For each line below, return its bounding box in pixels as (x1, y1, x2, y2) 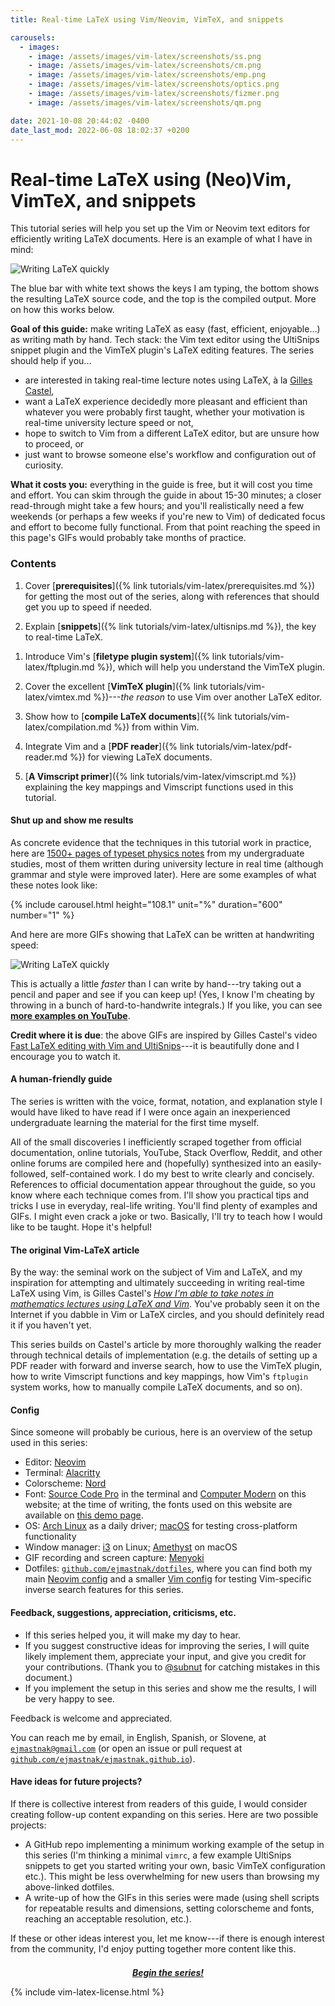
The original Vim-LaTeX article (10, 1244, 140, 1256)
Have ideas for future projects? (10, 1776, 143, 1788)
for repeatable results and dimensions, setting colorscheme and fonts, (24, 1902, 315, 1914)
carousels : (10, 32, 56, 43)
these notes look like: (10, 879, 98, 891)
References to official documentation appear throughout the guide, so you (10, 1179, 316, 1191)
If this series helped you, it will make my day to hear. (24, 1629, 242, 1641)
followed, (10, 1168, 49, 1180)
